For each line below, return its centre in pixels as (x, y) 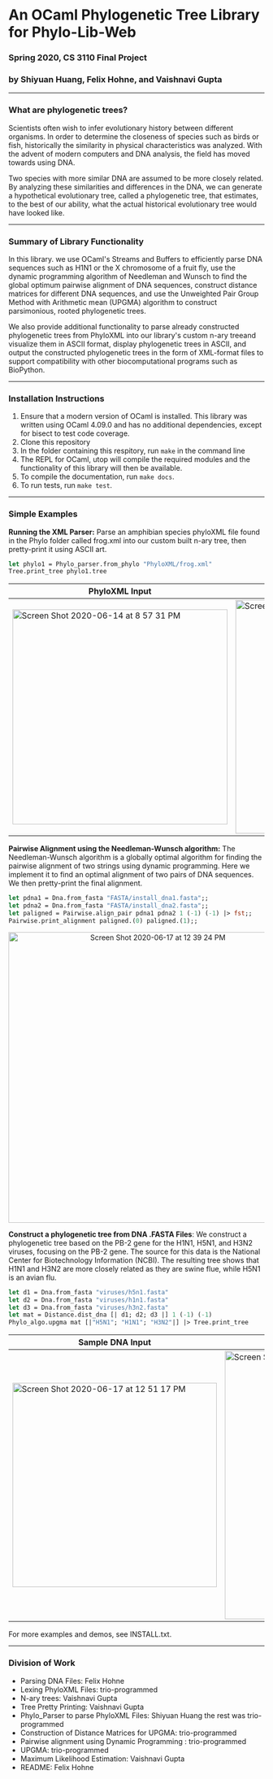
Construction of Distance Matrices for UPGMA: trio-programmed (128, 1733)
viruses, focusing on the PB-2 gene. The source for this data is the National (134, 1251)
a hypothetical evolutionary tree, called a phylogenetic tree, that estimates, (133, 195)
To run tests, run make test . (66, 485)
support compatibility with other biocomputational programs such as (123, 361)
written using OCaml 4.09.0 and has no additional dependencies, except (141, 425)
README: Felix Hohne (57, 1767)
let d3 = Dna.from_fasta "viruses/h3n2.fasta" (89, 1307)
